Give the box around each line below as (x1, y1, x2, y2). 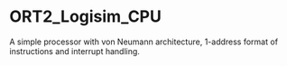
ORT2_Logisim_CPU (9, 6, 162, 27)
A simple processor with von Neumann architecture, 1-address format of (9, 36, 278, 47)
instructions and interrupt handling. (9, 45, 140, 56)
